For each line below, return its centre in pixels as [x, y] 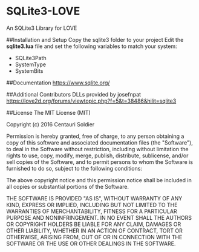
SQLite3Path [31, 58]
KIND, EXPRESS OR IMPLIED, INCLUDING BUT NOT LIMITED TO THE [92, 205]
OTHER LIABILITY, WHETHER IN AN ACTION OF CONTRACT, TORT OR [94, 230]
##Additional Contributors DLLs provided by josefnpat [73, 94]
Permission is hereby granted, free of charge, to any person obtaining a [95, 136]
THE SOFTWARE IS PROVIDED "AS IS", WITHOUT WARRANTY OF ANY [94, 198]
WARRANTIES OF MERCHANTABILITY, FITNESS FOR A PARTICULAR [92, 211]
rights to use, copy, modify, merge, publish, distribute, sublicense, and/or [97, 155]
